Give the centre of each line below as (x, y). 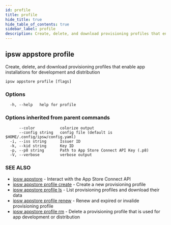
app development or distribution (46, 217)
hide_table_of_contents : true (37, 24)
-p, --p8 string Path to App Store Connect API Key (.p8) (79, 151)
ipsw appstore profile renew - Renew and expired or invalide (76, 201)
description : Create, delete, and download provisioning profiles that (83, 34)
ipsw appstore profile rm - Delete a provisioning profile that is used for (86, 211)
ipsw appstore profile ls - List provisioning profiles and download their (86, 190)
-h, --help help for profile (43, 105)
